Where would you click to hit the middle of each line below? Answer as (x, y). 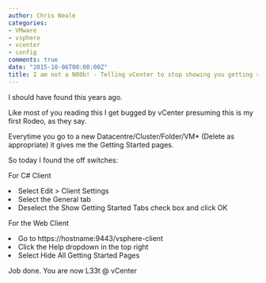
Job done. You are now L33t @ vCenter (72, 270)
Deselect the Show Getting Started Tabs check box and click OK (123, 208)
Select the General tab (55, 199)
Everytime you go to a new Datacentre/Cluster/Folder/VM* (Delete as (122, 136)
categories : (28, 23)
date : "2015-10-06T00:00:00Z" (58, 67)
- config (23, 52)
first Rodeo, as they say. (47, 120)
